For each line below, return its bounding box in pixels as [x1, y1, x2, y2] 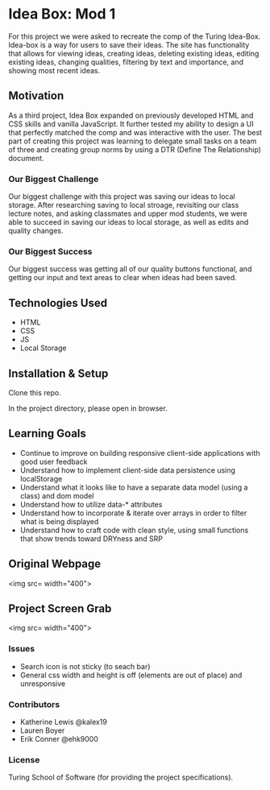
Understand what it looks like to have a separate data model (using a [19, 482, 248, 492]
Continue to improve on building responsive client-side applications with [19, 448, 260, 457]
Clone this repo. [8, 387, 62, 397]
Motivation [8, 89, 64, 103]
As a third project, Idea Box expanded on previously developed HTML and [8, 110, 254, 120]
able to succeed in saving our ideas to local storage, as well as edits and [8, 217, 249, 227]
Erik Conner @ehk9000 [19, 734, 98, 743]
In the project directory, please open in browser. [8, 403, 168, 413]
